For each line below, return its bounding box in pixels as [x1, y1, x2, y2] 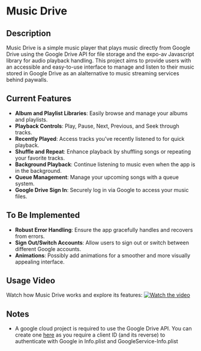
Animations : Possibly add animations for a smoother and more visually [14, 252, 191, 259]
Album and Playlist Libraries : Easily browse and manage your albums [14, 110, 188, 117]
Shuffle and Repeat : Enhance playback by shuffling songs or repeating [14, 148, 191, 155]
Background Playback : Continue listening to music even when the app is [14, 161, 196, 168]
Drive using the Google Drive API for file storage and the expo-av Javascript [6, 51, 194, 58]
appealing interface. [14, 258, 65, 266]
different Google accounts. [14, 245, 82, 252]
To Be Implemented [6, 210, 80, 220]
